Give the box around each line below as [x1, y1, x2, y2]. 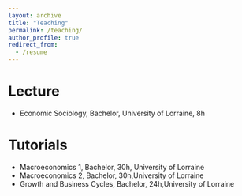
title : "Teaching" [8, 19, 69, 27]
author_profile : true [8, 33, 80, 42]
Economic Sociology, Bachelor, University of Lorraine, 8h [19, 108, 205, 118]
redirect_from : [8, 41, 58, 49]
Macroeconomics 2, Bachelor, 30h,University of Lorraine [19, 171, 204, 180]
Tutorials [8, 136, 68, 154]
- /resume [15, 48, 47, 56]
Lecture [8, 82, 61, 100]
